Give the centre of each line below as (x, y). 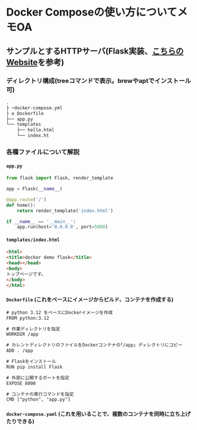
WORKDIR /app (22, 335)
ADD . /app (20, 351)
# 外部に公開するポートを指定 (38, 378)
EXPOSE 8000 (21, 383)
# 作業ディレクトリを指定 (33, 329)
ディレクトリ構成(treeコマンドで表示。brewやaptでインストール (98, 81)
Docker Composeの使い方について (92, 12)
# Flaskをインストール (31, 361)
